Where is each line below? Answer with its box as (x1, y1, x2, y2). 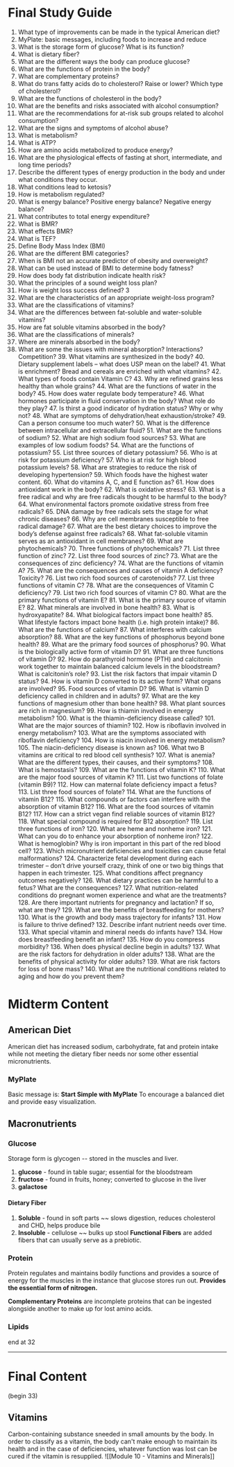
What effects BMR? (17, 227, 74, 235)
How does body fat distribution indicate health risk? (17, 271, 166, 279)
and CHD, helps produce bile (17, 1221, 101, 1230)
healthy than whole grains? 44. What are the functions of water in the (17, 382, 217, 390)
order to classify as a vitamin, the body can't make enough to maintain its (8, 1437, 217, 1445)
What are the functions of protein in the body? (17, 65, 150, 73)
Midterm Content (8, 996, 109, 1012)
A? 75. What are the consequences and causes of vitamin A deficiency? (17, 566, 224, 574)
